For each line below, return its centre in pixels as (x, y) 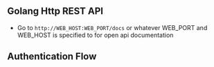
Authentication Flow (52, 56)
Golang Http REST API (55, 11)
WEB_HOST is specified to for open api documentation (95, 35)
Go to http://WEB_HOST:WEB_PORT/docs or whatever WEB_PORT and (112, 27)
